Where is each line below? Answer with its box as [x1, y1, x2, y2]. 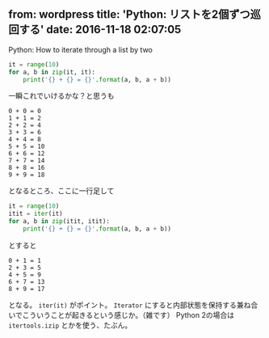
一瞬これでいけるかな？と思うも [8, 91, 115, 101]
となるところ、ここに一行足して [8, 186, 115, 196]
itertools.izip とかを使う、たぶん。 [8, 320, 132, 330]
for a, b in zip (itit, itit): [8, 218, 111, 226]
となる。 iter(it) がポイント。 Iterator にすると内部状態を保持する [8, 300, 237, 310]
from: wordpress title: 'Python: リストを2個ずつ [8, 7, 250, 22]
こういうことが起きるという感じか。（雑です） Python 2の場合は [22, 310, 234, 319]
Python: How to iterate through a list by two [8, 44, 153, 54]
